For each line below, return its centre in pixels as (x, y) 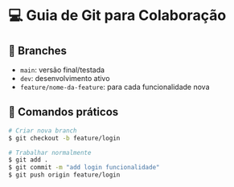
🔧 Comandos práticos (64, 112)
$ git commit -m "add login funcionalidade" (84, 168)
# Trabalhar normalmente (50, 152)
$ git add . (28, 160)
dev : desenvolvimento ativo (65, 78)
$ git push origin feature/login (64, 175)
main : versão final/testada (62, 70)
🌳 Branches (37, 50)
